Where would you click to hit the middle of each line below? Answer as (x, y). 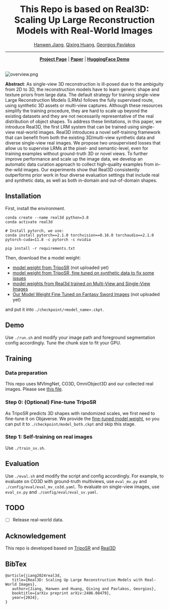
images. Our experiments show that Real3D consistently (81, 169)
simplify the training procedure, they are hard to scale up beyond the (76, 111)
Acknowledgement (36, 536)
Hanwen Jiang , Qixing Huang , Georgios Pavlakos (84, 44)
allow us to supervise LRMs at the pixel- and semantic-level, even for (77, 148)
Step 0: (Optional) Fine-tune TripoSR (51, 402)
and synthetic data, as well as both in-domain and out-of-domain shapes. (81, 180)
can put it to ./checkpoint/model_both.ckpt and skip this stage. (70, 424)
